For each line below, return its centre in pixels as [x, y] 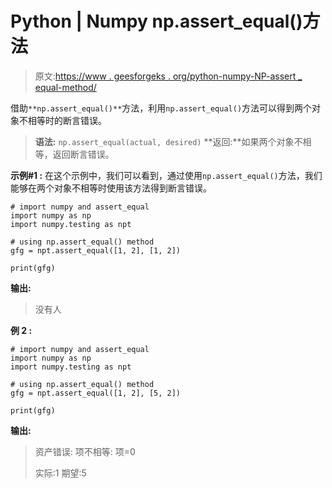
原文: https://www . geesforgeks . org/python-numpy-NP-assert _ [168, 76]
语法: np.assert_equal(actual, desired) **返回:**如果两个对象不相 [173, 141]
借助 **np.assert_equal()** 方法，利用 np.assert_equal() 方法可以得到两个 [161, 108]
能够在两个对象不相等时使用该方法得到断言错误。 [111, 188]
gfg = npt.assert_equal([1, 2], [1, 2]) [96, 250]
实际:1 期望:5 [60, 473]
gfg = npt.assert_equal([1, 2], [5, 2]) [96, 393]
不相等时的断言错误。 [62, 120]
